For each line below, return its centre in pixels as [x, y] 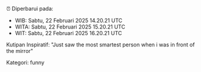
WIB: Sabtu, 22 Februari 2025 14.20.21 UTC [69, 21]
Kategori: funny [25, 62]
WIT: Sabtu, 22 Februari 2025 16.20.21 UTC [68, 33]
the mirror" [20, 51]
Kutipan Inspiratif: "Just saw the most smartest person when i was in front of [100, 45]
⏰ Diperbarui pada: [30, 9]
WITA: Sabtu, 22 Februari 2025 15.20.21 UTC [70, 27]
